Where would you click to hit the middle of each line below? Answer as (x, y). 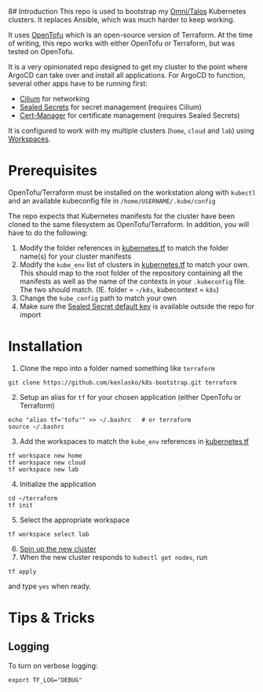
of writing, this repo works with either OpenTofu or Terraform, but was (122, 43)
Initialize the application (58, 484)
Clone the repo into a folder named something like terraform (117, 368)
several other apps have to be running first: (78, 83)
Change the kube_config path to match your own (98, 298)
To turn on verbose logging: (53, 665)
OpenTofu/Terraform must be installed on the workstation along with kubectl (132, 192)
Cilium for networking (55, 99)
